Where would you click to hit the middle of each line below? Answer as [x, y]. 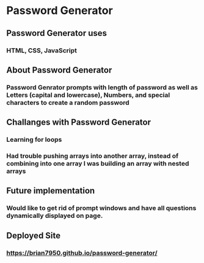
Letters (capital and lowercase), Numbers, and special [88, 95]
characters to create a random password [68, 102]
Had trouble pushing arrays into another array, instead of [93, 156]
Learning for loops [34, 139]
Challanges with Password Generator [79, 122]
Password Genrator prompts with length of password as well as [102, 87]
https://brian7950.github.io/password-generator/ [82, 253]
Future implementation [51, 191]
